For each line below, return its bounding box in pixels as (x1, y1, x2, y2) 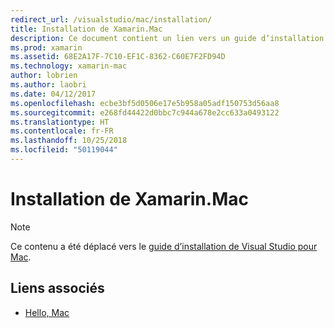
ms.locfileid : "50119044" (10, 145, 118, 155)
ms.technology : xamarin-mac (10, 61, 128, 71)
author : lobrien (10, 71, 78, 81)
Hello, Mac (24, 306, 70, 318)
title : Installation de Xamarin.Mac (10, 24, 163, 34)
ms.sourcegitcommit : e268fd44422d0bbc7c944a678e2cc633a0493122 (10, 107, 280, 118)
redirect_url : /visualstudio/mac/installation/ (10, 14, 213, 25)
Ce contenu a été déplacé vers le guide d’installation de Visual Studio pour (10, 240, 318, 252)
